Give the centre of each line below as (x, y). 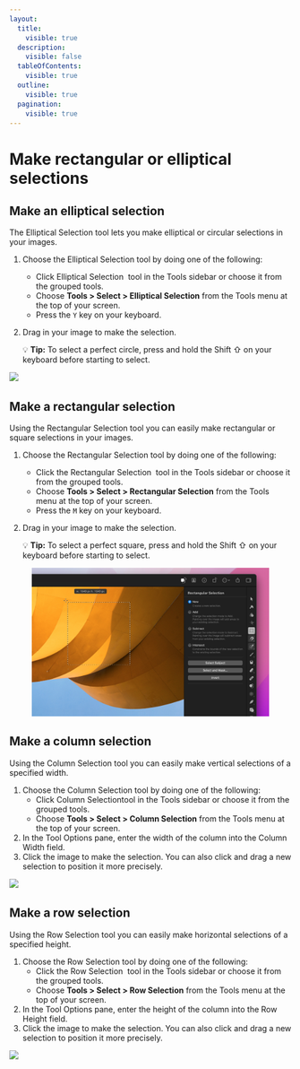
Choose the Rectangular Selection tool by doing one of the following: (149, 455)
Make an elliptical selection (87, 211)
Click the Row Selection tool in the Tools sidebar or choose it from (159, 971)
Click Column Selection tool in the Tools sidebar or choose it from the (163, 799)
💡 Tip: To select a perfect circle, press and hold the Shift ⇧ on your (147, 350)
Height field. (45, 1019)
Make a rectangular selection (92, 407)
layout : (24, 19)
